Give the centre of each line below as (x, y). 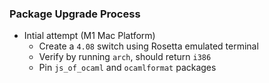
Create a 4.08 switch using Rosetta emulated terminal (148, 46)
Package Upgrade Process (75, 14)
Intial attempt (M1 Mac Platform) (89, 36)
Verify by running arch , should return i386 (125, 57)
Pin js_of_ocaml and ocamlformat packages (127, 68)
